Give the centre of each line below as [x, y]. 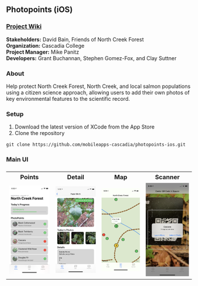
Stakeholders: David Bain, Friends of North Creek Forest [75, 39]
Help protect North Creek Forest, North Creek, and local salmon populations [98, 86]
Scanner [167, 177]
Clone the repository [39, 133]
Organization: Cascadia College [45, 45]
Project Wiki [24, 27]
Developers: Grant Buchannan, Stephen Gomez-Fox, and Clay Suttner [91, 58]
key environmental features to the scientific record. [68, 98]
